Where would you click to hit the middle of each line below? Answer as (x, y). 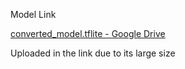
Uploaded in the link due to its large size (93, 53)
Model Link (33, 14)
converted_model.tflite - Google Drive (88, 33)
